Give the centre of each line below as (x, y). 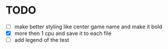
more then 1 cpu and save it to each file (63, 33)
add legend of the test (42, 40)
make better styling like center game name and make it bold (88, 27)
